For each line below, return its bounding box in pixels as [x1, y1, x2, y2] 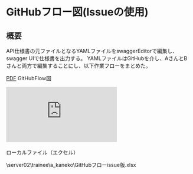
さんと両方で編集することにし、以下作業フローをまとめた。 [6, 63, 151, 69]
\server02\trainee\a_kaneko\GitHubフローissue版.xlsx [6, 162, 136, 168]
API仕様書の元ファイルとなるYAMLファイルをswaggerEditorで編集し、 [6, 48, 178, 54]
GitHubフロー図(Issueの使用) [6, 5, 149, 19]
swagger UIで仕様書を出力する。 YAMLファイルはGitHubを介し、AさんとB [6, 55, 188, 62]
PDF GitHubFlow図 [6, 75, 52, 81]
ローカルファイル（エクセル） [6, 149, 78, 156]
